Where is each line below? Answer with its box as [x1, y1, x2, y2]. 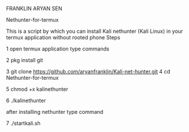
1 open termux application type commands [6, 45, 110, 52]
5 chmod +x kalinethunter [6, 86, 69, 93]
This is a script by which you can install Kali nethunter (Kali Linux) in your [6, 28, 184, 35]
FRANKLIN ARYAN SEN [6, 5, 62, 12]
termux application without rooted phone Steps [6, 34, 121, 40]
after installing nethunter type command [6, 109, 104, 115]
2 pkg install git [6, 57, 43, 63]
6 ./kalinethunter [6, 97, 46, 104]
